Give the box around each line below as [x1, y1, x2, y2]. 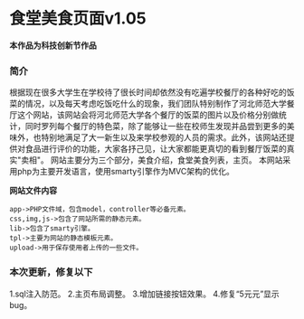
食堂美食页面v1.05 [9, 8, 147, 29]
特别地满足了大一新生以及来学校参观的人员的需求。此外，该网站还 [40, 132, 287, 143]
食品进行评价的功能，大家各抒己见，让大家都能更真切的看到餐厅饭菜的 [24, 144, 287, 155]
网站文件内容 [9, 185, 57, 196]
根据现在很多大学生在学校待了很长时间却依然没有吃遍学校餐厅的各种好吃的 [9, 87, 287, 98]
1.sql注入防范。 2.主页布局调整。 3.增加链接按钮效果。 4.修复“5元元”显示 [9, 288, 280, 299]
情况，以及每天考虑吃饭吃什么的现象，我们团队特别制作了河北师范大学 [24, 99, 287, 109]
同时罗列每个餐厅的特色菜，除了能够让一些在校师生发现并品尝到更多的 [24, 121, 287, 132]
